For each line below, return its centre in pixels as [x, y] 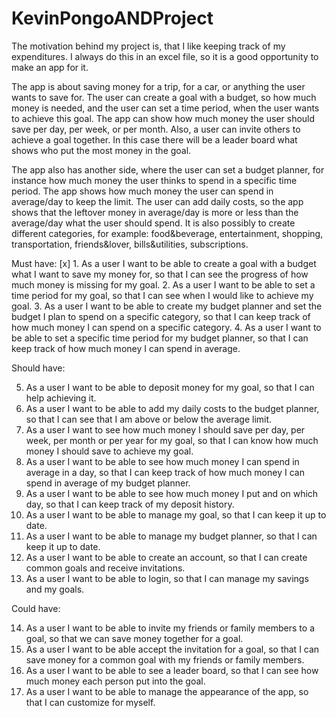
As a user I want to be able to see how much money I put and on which [172, 493]
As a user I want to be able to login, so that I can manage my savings [167, 578]
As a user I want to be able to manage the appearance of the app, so [167, 691]
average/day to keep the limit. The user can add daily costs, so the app [157, 201]
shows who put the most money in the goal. [101, 150]
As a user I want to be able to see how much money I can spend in [162, 461]
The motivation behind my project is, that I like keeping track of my [148, 46]
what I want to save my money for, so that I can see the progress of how [160, 274]
